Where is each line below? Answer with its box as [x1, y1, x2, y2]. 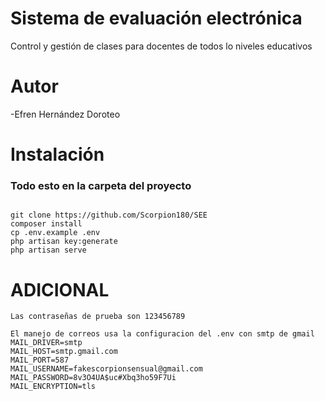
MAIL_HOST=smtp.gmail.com [10, 347, 118, 357]
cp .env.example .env [10, 228, 101, 238]
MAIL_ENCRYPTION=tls [10, 382, 97, 392]
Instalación [10, 143, 105, 166]
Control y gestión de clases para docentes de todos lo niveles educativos [10, 40, 313, 52]
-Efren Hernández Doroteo [10, 108, 121, 120]
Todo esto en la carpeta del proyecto [10, 178, 192, 192]
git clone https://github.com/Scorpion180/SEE [10, 210, 208, 221]
